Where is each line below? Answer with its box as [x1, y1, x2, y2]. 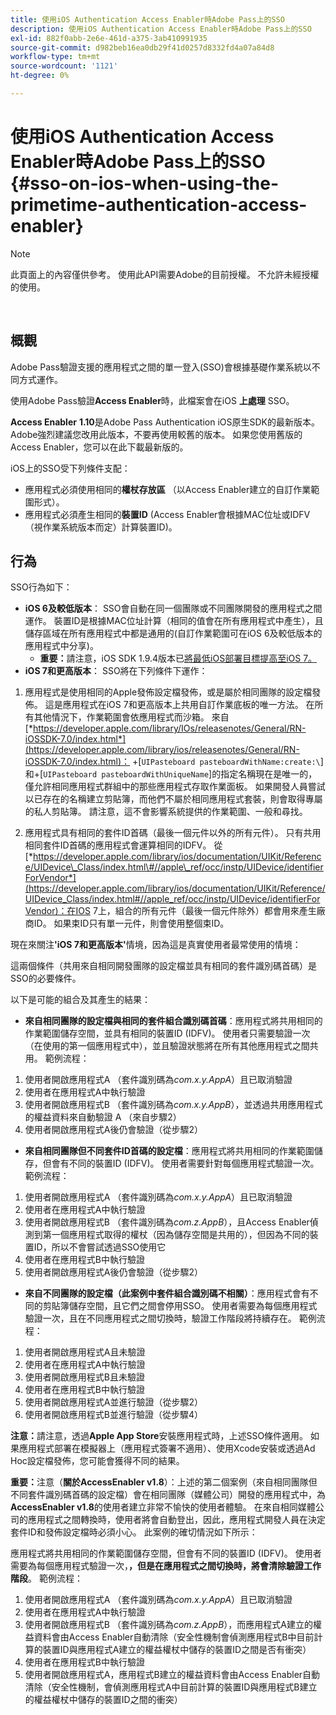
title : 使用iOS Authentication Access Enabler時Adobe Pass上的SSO [10, 14, 285, 25]
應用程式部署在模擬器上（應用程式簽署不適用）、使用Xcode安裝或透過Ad [18, 1442, 316, 1455]
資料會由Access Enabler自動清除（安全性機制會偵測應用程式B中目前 [33, 1631, 315, 1643]
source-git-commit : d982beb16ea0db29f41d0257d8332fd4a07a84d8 [10, 42, 275, 53]
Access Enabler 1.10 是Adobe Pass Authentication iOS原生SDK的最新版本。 [10, 416, 320, 428]
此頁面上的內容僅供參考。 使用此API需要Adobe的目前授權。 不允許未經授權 [10, 268, 320, 280]
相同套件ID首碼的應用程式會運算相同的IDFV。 [24, 839, 212, 851]
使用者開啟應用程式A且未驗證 [24, 1346, 146, 1358]
